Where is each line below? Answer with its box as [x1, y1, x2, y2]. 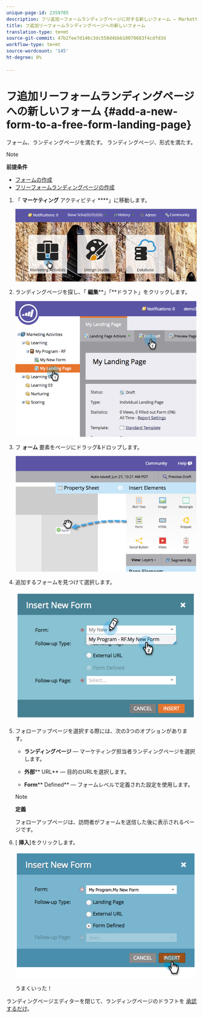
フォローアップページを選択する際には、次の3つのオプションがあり [14, 727, 182, 734]
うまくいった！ [14, 985, 53, 992]
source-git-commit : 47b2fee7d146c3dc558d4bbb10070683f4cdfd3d [6, 35, 166, 42]
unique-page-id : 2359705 [6, 10, 69, 16]
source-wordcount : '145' [6, 48, 69, 54]
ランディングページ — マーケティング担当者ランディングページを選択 [24, 748, 195, 755]
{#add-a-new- [103, 105, 178, 118]
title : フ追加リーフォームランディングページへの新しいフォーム [6, 22, 146, 28]
